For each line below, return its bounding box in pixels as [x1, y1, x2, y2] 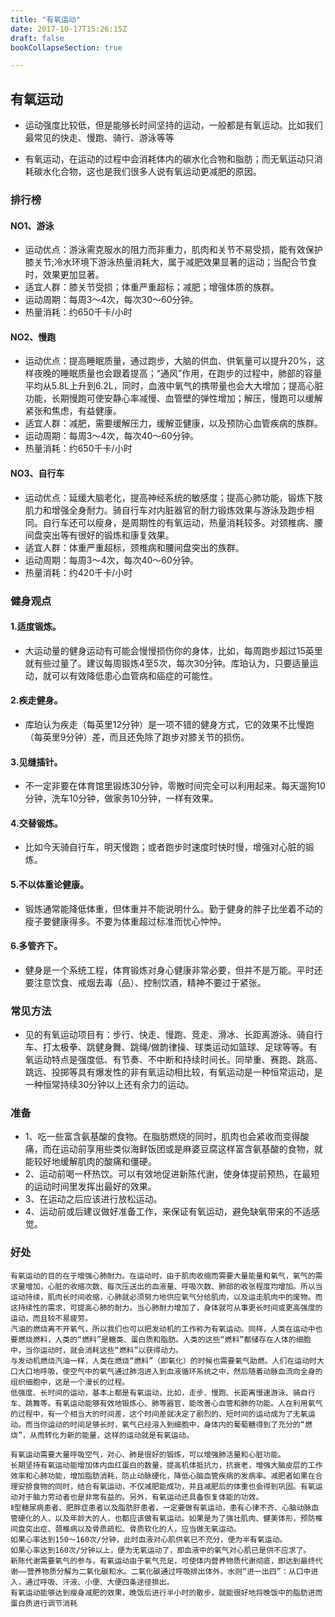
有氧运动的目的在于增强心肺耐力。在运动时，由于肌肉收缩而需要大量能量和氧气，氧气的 [10, 1271, 316, 1281]
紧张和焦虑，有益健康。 [24, 405, 122, 417]
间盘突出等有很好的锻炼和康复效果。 [24, 529, 175, 541]
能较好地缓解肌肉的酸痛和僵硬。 [24, 1156, 157, 1168]
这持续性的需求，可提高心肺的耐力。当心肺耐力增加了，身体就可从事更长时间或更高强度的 [10, 1302, 323, 1313]
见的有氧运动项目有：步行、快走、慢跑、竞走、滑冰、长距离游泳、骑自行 [24, 1029, 323, 1041]
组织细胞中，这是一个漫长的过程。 [10, 1377, 130, 1387]
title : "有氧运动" [10, 14, 82, 25]
